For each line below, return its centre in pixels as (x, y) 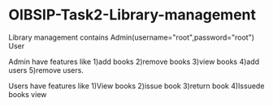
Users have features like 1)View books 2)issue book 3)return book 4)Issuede (136, 86)
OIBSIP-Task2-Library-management (132, 15)
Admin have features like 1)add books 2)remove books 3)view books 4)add (134, 61)
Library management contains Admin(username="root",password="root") (131, 37)
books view (28, 94)
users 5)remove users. (46, 70)
